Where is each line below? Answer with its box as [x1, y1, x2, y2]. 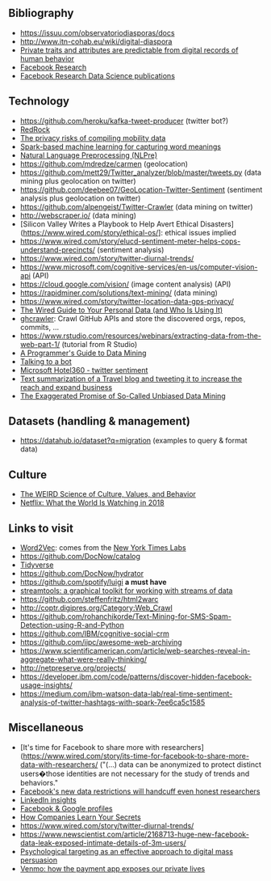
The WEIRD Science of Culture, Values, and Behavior [19, 489, 196, 499]
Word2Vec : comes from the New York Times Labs [19, 543, 187, 553]
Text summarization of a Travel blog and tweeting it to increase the [19, 374, 243, 383]
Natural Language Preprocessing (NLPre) [19, 150, 158, 160]
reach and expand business [19, 382, 113, 392]
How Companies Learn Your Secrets [19, 812, 141, 822]
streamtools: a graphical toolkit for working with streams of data [19, 586, 233, 595]
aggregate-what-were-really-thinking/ [19, 654, 148, 664]
